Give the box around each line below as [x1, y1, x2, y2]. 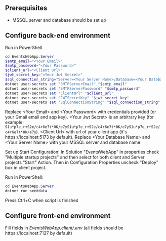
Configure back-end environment [5, 32, 111, 40]
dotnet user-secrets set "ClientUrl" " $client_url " [5, 91, 114, 96]
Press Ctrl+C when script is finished [5, 198, 79, 203]
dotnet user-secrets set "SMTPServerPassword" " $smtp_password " [5, 86, 140, 91]
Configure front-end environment [5, 212, 111, 220]
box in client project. [5, 165, 47, 171]
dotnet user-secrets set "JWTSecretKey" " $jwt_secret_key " [5, 95, 129, 100]
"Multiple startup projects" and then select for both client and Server [5, 154, 145, 160]
